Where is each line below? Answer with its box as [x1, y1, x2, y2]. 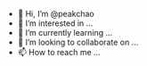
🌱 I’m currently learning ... [17, 28, 113, 37]
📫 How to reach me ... [17, 47, 101, 57]
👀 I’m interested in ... [17, 18, 94, 29]
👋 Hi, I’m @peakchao [17, 9, 95, 19]
